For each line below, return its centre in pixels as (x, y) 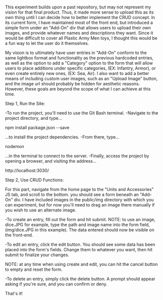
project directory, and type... (34, 118)
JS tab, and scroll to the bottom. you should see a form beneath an (72, 195)
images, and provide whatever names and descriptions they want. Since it (79, 33)
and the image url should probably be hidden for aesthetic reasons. (72, 84)
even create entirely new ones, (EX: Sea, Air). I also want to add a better (77, 73)
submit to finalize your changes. (37, 255)
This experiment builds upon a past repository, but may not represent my (78, 7)
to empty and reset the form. (34, 269)
